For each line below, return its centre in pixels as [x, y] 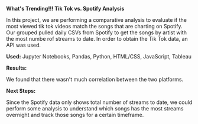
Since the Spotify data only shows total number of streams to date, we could [99, 102]
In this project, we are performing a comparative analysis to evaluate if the [97, 20]
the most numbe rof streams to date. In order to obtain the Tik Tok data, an [97, 39]
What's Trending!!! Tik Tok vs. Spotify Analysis [65, 9]
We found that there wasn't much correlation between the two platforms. [95, 79]
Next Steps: [21, 91]
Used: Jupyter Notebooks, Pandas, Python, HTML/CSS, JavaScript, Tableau [99, 56]
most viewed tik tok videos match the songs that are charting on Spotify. [94, 26]
